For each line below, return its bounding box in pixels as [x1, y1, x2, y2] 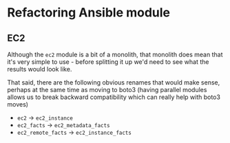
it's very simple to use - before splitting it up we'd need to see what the [7, 58, 209, 66]
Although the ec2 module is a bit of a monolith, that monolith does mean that [7, 50, 223, 58]
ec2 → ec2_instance [17, 113, 74, 122]
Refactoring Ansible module [7, 5, 171, 21]
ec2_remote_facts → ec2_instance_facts [17, 129, 132, 136]
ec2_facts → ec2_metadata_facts [17, 121, 110, 129]
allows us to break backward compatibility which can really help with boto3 [7, 93, 220, 101]
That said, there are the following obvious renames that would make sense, [7, 78, 220, 87]
